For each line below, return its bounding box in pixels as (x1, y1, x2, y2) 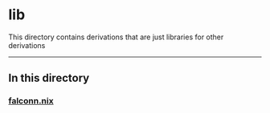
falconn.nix (8, 95, 54, 107)
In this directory (8, 71, 90, 85)
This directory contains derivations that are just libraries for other (8, 32, 224, 42)
